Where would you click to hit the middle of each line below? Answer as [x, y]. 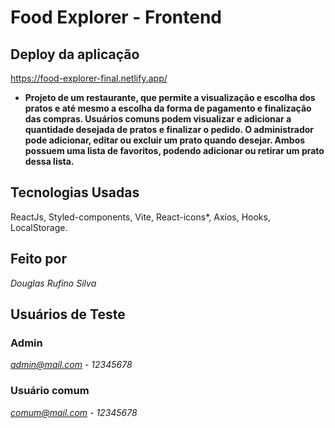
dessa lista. [49, 161]
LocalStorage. [39, 227]
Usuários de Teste [68, 314]
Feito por [38, 259]
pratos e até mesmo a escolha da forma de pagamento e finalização [168, 108]
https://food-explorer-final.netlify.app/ [89, 78]
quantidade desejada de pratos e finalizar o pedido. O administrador [169, 129]
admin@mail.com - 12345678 [71, 365]
